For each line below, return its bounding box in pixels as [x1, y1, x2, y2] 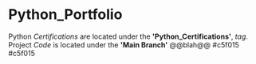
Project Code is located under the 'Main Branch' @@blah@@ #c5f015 [8, 40, 239, 49]
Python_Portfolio [8, 6, 123, 24]
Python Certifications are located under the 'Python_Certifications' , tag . [8, 32, 249, 41]
